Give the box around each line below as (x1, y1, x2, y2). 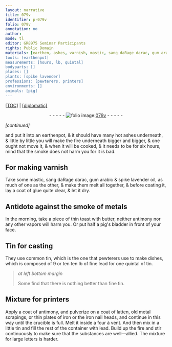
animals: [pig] (5, 88, 38, 94)
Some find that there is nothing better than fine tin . (17, 280, 125, 286)
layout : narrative (5, 7, 45, 13)
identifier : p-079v (5, 17, 47, 22)
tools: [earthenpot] (5, 55, 50, 60)
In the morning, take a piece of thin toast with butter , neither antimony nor (5, 216, 161, 222)
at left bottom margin (17, 270, 63, 276)
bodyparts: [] (5, 64, 36, 70)
